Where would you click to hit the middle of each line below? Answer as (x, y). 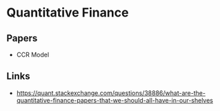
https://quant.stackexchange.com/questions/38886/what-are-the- (111, 93)
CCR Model (33, 54)
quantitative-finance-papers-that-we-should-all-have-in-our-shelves (115, 100)
